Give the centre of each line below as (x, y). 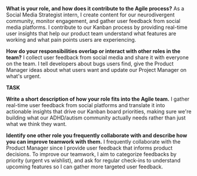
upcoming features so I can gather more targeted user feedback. (85, 167)
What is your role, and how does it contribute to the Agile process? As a (95, 9)
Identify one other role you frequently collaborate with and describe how (97, 135)
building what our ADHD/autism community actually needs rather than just (96, 118)
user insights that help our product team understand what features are (91, 34)
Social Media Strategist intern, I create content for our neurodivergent (90, 15)
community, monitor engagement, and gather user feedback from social (93, 21)
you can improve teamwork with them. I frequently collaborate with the (94, 142)
